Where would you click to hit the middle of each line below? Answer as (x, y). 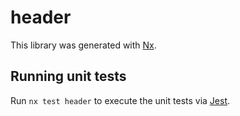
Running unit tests (68, 76)
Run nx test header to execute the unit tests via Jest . (120, 100)
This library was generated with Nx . (83, 45)
